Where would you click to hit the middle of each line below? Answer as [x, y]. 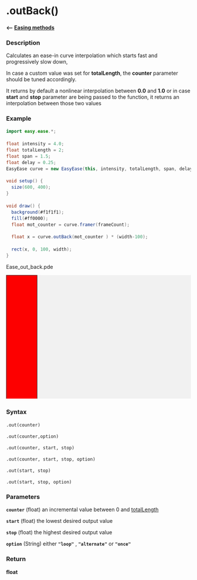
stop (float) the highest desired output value [59, 532]
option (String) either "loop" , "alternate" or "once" [69, 544]
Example [19, 119]
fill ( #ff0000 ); [30, 218]
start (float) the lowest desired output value [60, 521]
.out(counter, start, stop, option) [51, 459]
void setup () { [25, 181]
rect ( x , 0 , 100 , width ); [42, 249]
